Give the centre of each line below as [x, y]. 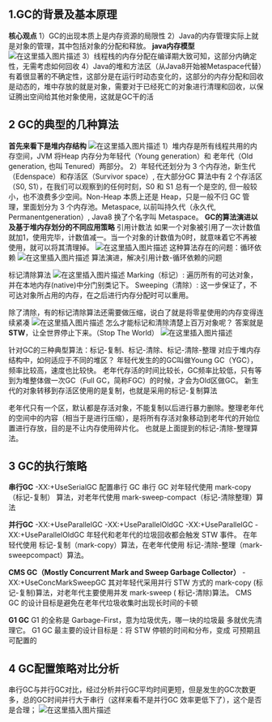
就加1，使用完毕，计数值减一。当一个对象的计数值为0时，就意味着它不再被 [133, 237]
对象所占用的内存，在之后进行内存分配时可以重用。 [107, 295]
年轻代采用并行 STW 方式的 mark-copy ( [189, 582]
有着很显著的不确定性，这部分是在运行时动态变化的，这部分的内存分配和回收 [136, 76]
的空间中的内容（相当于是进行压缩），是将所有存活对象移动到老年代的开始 [131, 417]
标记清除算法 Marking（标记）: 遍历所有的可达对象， [133, 275]
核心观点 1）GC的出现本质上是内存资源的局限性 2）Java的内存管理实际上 [130, 36]
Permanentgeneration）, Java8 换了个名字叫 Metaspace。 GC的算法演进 [130, 217]
